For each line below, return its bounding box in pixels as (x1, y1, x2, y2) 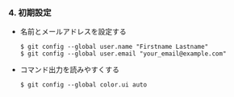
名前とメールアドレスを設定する (19, 26, 127, 37)
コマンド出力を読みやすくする (19, 65, 119, 75)
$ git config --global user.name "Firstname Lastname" (19, 42, 209, 51)
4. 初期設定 (8, 6, 52, 18)
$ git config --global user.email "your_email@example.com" (19, 50, 227, 58)
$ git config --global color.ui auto (19, 81, 148, 89)
